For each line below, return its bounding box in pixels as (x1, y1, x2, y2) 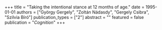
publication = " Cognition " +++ (4, 19, 65, 25)
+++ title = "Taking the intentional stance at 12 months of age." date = (4, 4, 145, 10)
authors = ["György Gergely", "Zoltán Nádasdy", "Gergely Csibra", (16, 9, 149, 15)
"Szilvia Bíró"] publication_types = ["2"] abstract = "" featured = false (4, 15, 144, 20)
